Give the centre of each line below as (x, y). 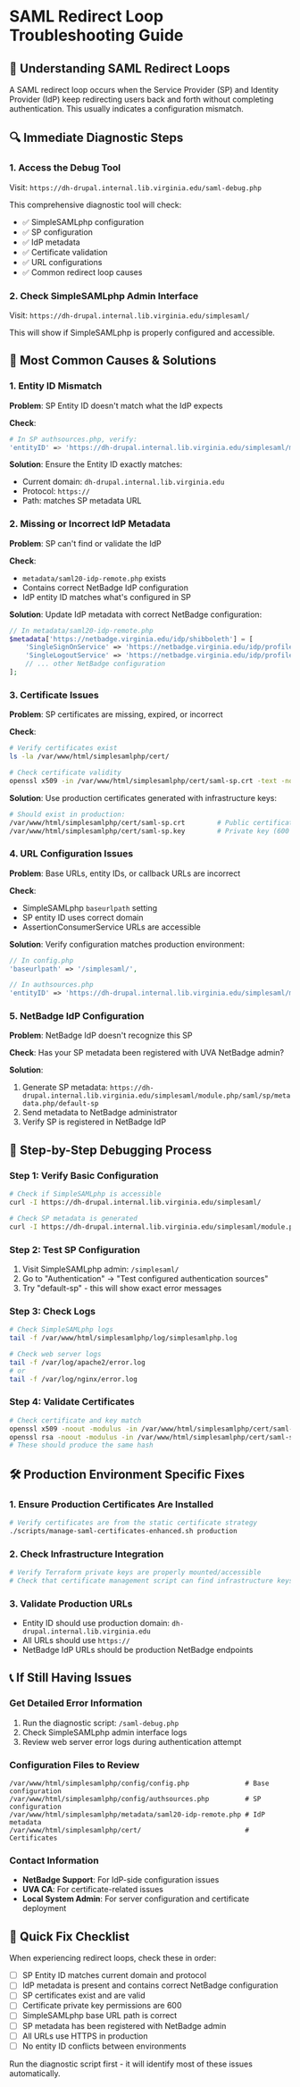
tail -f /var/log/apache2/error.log (77, 1362)
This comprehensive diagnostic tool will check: (96, 205)
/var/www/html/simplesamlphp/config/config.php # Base (139, 1783)
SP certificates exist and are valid (83, 1995)
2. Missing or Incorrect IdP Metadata (90, 524)
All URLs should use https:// (76, 1640)
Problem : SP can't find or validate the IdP (86, 543)
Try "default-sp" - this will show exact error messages (122, 1288)
